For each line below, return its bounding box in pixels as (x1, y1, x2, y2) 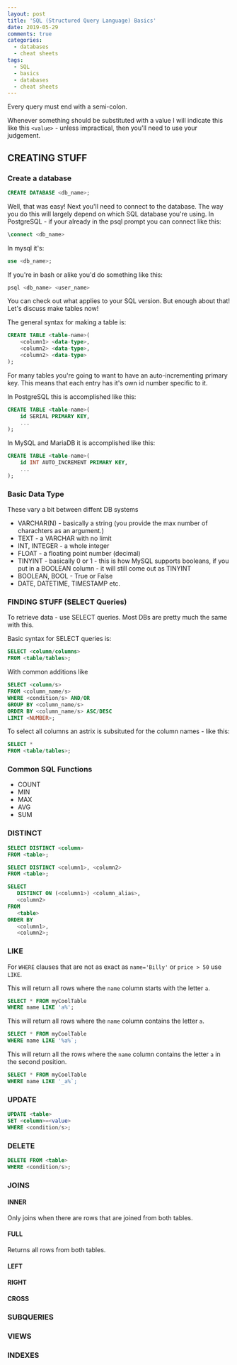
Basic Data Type (7, 489, 64, 499)
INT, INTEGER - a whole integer (17, 542, 110, 550)
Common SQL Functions (7, 764, 93, 774)
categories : (7, 37, 42, 44)
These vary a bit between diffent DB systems (7, 505, 139, 514)
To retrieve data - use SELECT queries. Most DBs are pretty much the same (7, 613, 228, 622)
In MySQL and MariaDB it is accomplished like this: (7, 439, 156, 447)
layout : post (7, 10, 46, 18)
